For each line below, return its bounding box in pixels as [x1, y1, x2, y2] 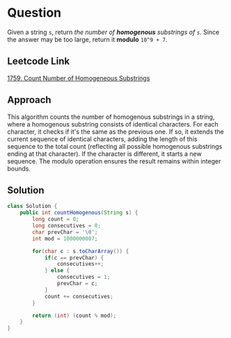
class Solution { [7, 203, 58, 210]
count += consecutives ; [44, 293, 113, 300]
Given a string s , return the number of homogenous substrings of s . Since [7, 28, 220, 36]
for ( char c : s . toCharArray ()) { [32, 248, 129, 255]
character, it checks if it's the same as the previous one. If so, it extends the [7, 127, 224, 136]
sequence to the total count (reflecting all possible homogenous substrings [7, 142, 223, 150]
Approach [7, 94, 51, 106]
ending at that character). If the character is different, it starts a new [7, 150, 202, 158]
